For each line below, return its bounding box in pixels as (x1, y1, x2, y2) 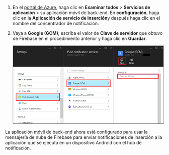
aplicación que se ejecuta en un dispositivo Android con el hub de (5, 139, 142, 145)
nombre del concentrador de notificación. (12, 20, 99, 26)
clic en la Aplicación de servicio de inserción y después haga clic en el (12, 15, 160, 21)
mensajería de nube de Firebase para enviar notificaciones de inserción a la (5, 134, 162, 140)
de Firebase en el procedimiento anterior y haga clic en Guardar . (12, 35, 147, 41)
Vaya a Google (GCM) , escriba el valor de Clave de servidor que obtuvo (12, 30, 163, 36)
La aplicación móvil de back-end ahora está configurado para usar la (5, 129, 148, 135)
